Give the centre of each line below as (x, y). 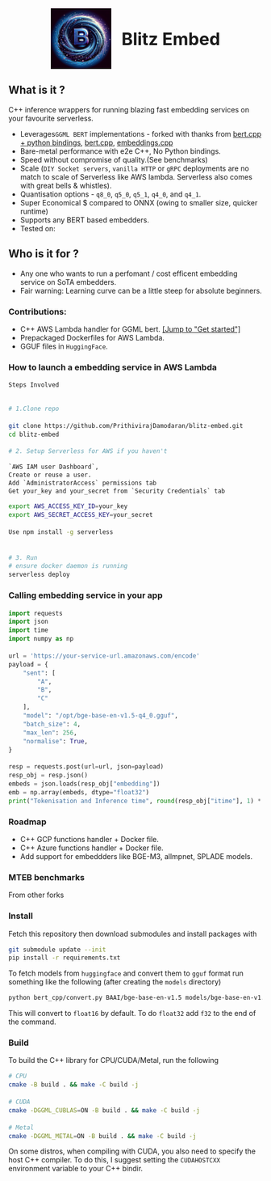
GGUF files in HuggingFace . (64, 346)
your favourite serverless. (51, 118)
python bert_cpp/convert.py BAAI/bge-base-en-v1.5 (95, 998)
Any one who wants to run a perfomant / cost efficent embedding (129, 273)
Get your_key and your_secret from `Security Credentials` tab (117, 491)
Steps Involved (34, 385)
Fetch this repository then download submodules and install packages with (133, 933)
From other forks (36, 895)
